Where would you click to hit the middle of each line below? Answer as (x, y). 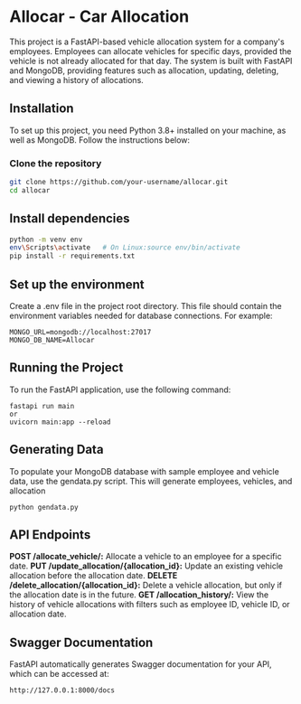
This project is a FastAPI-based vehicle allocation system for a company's (147, 42)
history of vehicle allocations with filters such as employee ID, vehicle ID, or (150, 605)
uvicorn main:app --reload (60, 422)
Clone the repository (56, 163)
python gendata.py (44, 507)
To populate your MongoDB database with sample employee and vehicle (145, 471)
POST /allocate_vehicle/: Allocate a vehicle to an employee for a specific (146, 557)
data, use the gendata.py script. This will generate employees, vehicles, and (151, 481)
